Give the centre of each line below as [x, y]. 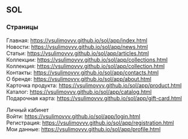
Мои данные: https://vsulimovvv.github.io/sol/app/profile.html [83, 129]
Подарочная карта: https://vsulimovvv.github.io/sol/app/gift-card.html [94, 98]
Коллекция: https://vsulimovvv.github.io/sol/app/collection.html [86, 66]
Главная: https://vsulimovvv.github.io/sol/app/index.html [77, 40]
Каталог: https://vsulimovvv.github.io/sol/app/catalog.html [79, 92]
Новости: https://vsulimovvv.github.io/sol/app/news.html [77, 47]
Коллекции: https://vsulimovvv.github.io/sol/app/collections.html [87, 59]
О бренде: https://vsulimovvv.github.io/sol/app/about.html [79, 79]
